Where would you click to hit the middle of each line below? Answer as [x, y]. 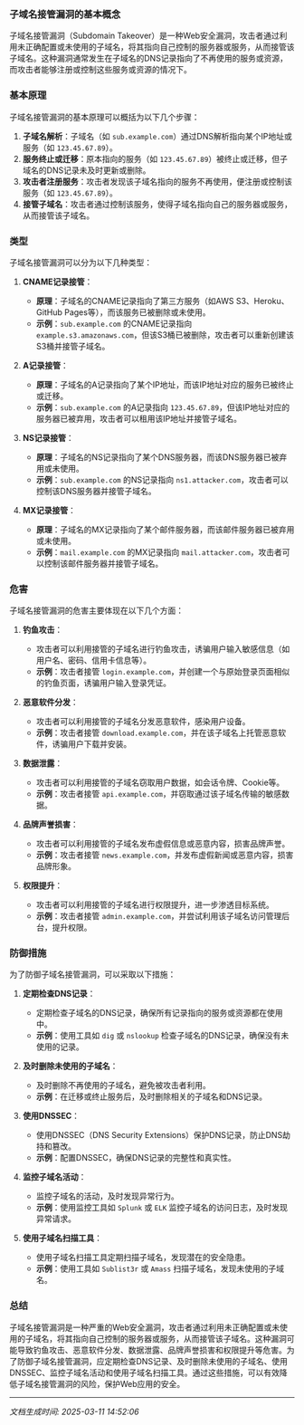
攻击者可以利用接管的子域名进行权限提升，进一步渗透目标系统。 [155, 905]
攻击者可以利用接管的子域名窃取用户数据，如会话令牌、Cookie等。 [160, 783]
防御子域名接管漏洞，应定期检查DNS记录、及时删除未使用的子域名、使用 [152, 1361]
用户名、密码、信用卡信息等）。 [94, 660]
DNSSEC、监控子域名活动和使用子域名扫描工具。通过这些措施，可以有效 [145, 1372]
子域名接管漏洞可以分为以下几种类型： [81, 262]
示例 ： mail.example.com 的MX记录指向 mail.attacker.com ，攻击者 [159, 552]
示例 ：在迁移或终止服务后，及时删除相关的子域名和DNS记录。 [152, 1096]
